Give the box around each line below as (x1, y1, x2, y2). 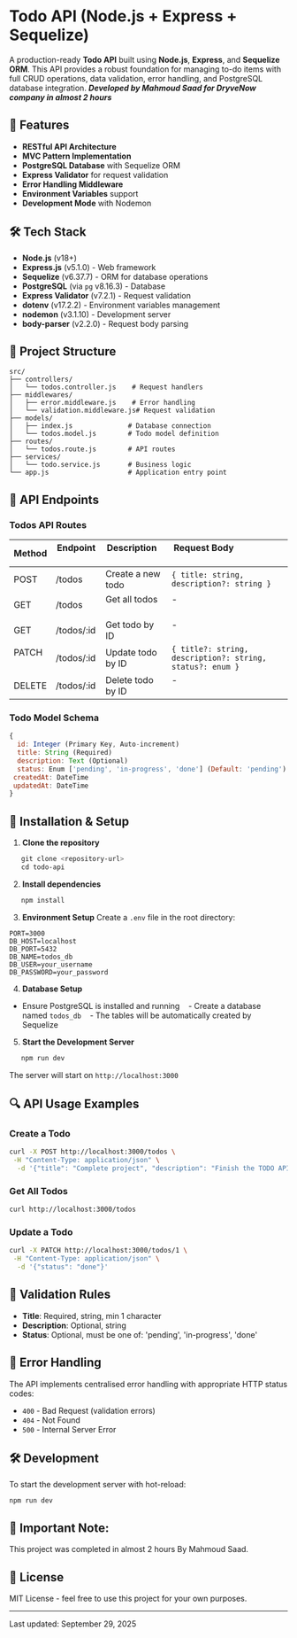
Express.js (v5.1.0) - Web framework (21, 261, 156, 272)
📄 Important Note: (9, 1520, 110, 1535)
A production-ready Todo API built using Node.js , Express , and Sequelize (9, 54, 280, 65)
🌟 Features (9, 118, 70, 133)
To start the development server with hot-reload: (9, 1479, 187, 1489)
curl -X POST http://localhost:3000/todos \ (9, 1147, 176, 1157)
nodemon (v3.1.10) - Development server (21, 308, 171, 320)
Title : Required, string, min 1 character (21, 1310, 162, 1321)
